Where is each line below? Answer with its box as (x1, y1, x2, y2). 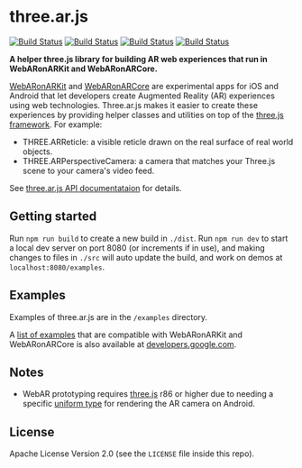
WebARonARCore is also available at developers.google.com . (9, 338, 237, 349)
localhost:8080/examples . (9, 262, 105, 272)
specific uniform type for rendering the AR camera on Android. (22, 399, 255, 409)
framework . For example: (9, 119, 103, 130)
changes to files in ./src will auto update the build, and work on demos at (9, 252, 283, 262)
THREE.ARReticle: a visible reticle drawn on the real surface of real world (22, 136, 294, 147)
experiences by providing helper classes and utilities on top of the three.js (9, 109, 284, 120)
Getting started (9, 209, 97, 225)
